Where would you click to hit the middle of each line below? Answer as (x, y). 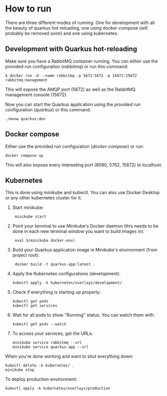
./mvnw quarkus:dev (25, 119)
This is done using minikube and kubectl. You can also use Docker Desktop (83, 192)
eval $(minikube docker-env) (45, 241)
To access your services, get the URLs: (53, 333)
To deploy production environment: (41, 379)
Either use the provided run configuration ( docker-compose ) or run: (75, 146)
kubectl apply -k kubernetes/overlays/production (58, 388)
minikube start (30, 217)
